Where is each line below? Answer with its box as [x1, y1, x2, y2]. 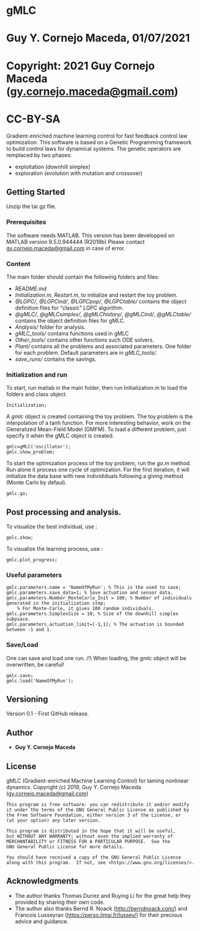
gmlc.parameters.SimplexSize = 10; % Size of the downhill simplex [6, 611, 179, 617]
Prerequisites [6, 218, 46, 226]
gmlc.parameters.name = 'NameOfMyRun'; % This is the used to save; [6, 585, 181, 591]
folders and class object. [6, 390, 67, 398]
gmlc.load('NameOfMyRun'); [6, 678, 74, 684]
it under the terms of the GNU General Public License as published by [6, 807, 189, 813]
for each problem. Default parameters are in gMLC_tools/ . [14, 349, 158, 356]
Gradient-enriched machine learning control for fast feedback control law [6, 132, 188, 139]
